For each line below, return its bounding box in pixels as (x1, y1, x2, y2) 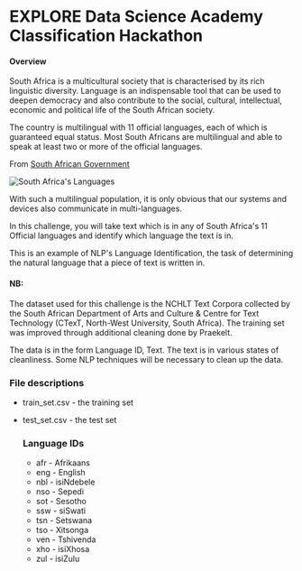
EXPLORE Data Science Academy (9, 6, 264, 27)
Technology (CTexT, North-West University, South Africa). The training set (9, 318, 286, 328)
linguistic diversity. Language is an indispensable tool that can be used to (9, 86, 281, 97)
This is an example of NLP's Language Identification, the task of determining (9, 248, 294, 259)
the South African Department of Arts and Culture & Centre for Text (9, 308, 260, 318)
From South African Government (9, 159, 131, 170)
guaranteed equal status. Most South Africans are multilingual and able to (9, 132, 282, 143)
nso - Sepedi (35, 486, 84, 497)
